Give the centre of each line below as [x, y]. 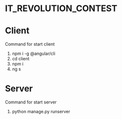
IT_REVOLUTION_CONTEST [61, 8]
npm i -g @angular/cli [34, 53]
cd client [21, 59]
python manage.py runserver [41, 112]
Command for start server [31, 102]
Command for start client [30, 44]
